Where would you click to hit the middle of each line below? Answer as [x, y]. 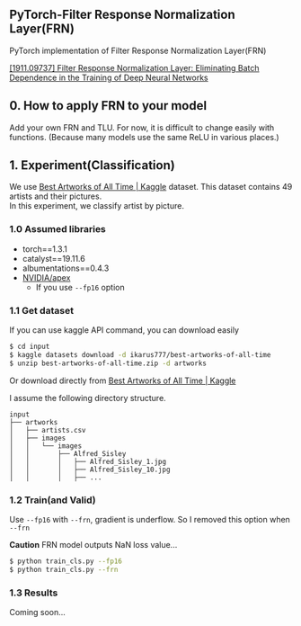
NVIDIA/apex [46, 277]
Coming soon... [37, 612]
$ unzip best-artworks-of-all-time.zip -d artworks [108, 363]
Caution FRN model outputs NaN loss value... [93, 544]
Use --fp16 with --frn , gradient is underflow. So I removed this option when [150, 519]
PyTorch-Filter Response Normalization [122, 15]
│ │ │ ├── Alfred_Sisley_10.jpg [90, 469]
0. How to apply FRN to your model [108, 106]
